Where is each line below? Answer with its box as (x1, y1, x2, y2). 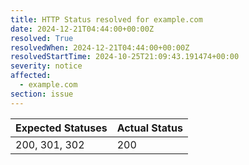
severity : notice (10, 61, 83, 71)
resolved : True (10, 33, 74, 43)
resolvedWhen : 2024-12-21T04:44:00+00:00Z (10, 42, 190, 53)
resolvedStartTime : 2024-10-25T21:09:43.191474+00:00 (10, 52, 240, 62)
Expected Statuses (15, 121, 108, 135)
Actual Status (116, 121, 183, 135)
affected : (10, 71, 52, 81)
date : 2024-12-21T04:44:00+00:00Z (10, 24, 155, 34)
